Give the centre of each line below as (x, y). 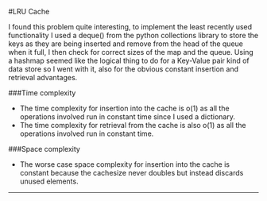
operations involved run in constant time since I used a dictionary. (128, 117)
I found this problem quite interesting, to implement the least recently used (130, 27)
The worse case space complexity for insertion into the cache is (125, 164)
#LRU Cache (29, 12)
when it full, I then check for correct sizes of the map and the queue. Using (131, 52)
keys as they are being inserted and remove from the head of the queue (126, 44)
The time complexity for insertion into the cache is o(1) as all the (124, 108)
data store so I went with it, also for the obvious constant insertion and (123, 69)
